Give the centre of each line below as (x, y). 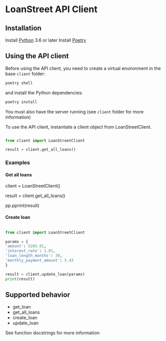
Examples (18, 163)
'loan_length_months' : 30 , (34, 256)
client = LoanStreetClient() (33, 186)
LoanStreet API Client (52, 9)
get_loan (22, 307)
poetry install (21, 102)
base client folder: (25, 73)
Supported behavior (38, 295)
